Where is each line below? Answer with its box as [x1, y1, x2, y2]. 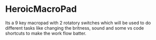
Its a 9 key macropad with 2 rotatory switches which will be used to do [5, 20, 151, 26]
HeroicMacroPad [5, 3, 77, 15]
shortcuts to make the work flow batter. [5, 30, 87, 36]
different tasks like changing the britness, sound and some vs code [5, 25, 144, 31]
